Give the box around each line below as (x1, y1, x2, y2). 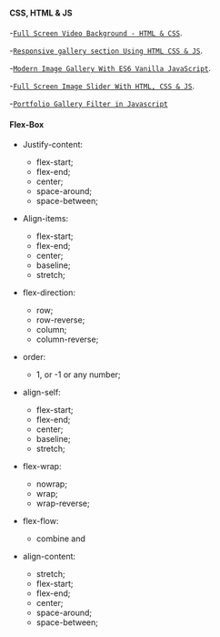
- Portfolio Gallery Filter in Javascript (9, 98, 168, 109)
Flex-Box (9, 118, 45, 129)
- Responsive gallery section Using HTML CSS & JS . (9, 46, 203, 57)
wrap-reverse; (35, 498, 90, 509)
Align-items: (22, 213, 69, 224)
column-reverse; (35, 334, 99, 345)
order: (22, 352, 46, 363)
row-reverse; (35, 314, 85, 325)
